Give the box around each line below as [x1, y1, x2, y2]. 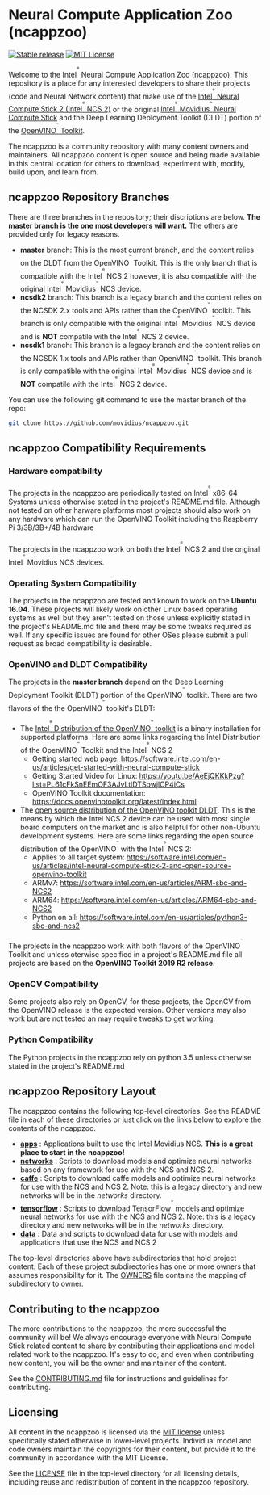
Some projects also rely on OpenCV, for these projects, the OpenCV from [8, 997, 251, 1006]
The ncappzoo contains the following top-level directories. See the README [8, 1106, 261, 1115]
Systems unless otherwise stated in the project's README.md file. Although [8, 497, 260, 506]
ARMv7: [31, 878, 59, 888]
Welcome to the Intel [8, 69, 77, 79]
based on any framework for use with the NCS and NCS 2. [19, 1165, 214, 1174]
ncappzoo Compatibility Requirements [8, 442, 206, 456]
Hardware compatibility [8, 466, 103, 477]
